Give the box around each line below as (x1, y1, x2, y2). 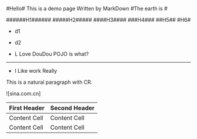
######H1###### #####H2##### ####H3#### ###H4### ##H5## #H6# (6, 16, 191, 23)
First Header (9, 104, 45, 112)
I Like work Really (14, 67, 57, 74)
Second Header (50, 104, 95, 112)
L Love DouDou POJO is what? (14, 50, 89, 57)
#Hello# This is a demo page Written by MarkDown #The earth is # (6, 5, 168, 12)
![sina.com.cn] (6, 90, 41, 97)
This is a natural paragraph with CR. (6, 79, 93, 86)
